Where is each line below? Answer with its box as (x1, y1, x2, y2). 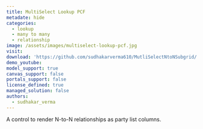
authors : (6, 93, 29, 99)
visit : (6, 48, 23, 55)
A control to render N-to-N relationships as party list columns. (6, 116, 162, 123)
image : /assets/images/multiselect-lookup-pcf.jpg (6, 43, 137, 49)
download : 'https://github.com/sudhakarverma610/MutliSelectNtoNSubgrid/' (6, 54, 200, 60)
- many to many (12, 31, 50, 38)
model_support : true (6, 65, 59, 71)
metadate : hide (6, 15, 45, 21)
